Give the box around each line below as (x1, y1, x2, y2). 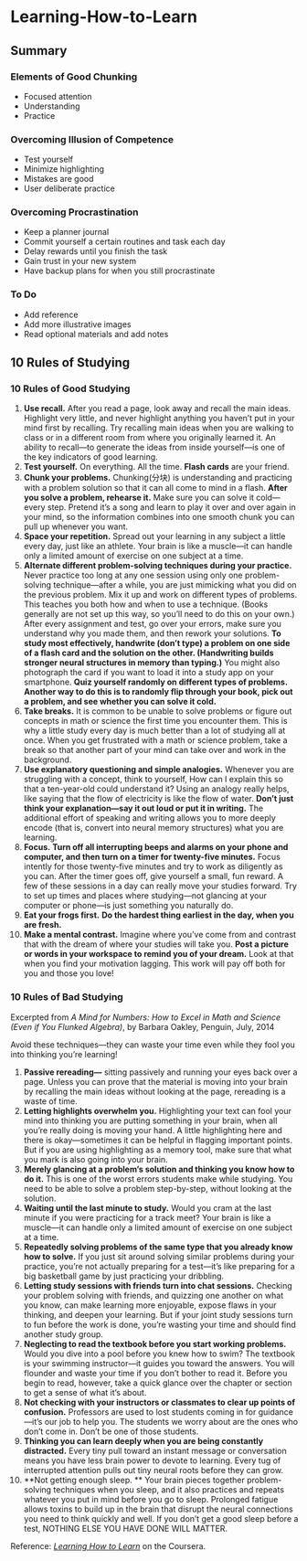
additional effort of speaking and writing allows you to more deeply (23, 812, 277, 823)
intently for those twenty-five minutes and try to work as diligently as (23, 861, 283, 872)
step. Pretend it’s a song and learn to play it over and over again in (47, 502, 296, 513)
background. (23, 754, 72, 765)
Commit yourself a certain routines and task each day (23, 236, 227, 248)
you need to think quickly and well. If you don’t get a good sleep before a (23, 1513, 299, 1524)
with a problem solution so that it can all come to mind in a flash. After (23, 483, 289, 494)
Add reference (23, 309, 79, 320)
